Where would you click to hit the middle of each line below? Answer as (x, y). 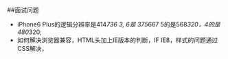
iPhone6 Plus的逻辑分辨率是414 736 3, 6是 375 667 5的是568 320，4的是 (119, 24)
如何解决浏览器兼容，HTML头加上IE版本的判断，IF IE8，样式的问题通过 (117, 40)
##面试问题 (23, 10)
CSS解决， (32, 48)
